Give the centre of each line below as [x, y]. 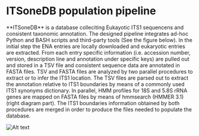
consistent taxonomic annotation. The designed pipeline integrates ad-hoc [97, 33]
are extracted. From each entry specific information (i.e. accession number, [99, 52]
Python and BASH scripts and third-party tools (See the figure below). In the [99, 40]
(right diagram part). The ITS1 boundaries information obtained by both [93, 103]
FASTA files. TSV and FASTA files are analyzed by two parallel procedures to [99, 71]
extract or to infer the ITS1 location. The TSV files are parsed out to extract [97, 78]
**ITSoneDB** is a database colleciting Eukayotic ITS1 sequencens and [95, 27]
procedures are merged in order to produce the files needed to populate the [99, 109]
